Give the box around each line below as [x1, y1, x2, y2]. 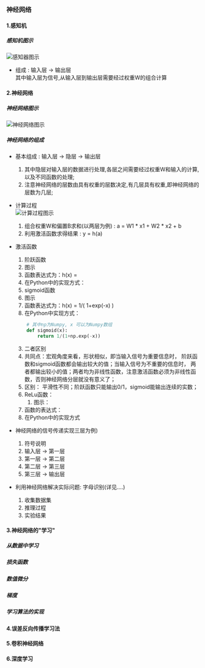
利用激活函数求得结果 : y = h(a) [24, 230, 103, 237]
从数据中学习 [6, 541, 39, 549]
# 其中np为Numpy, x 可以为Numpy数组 [26, 322, 113, 328]
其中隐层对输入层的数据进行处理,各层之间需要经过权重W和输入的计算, [24, 166, 199, 173]
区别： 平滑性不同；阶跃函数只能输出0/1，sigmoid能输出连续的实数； [24, 383, 199, 390]
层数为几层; [24, 188, 53, 196]
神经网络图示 [6, 104, 39, 111]
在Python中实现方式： [24, 310, 81, 317]
